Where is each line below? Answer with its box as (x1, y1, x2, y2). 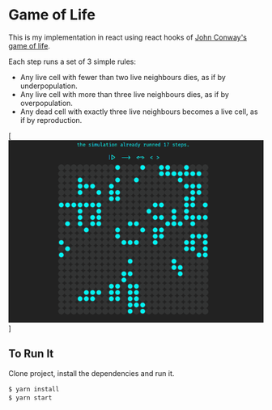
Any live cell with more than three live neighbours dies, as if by (19, 89, 229, 99)
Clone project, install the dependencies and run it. (8, 368, 175, 378)
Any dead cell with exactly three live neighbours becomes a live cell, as (19, 107, 258, 116)
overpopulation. (19, 98, 73, 108)
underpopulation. (19, 81, 79, 91)
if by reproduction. (19, 115, 83, 125)
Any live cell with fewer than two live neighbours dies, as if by (19, 72, 227, 82)
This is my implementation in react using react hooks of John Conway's (8, 32, 247, 42)
